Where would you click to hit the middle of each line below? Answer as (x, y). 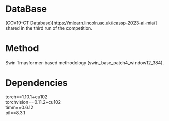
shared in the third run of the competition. (49, 28)
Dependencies (37, 83)
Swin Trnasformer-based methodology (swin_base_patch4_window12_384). (84, 62)
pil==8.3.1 (15, 113)
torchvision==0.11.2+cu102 (33, 102)
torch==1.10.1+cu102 (26, 97)
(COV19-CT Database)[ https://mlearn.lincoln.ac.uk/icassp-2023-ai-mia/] (81, 23)
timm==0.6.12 (20, 107)
